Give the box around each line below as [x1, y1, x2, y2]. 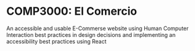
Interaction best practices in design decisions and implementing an [6, 31, 176, 38]
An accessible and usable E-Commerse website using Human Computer [6, 25, 189, 32]
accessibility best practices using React [6, 37, 107, 45]
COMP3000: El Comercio [6, 4, 137, 18]
